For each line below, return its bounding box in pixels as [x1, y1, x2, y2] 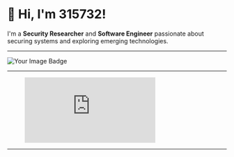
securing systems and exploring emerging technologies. [7, 36, 169, 45]
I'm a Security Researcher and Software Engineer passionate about [7, 29, 204, 38]
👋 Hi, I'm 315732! [7, 6, 107, 22]
